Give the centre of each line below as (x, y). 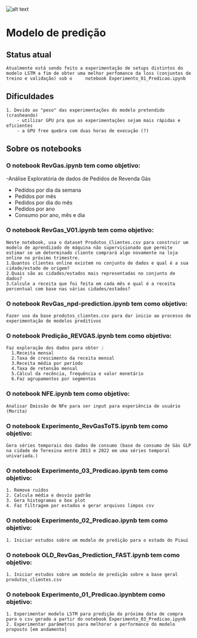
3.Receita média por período (47, 364)
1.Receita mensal (33, 353)
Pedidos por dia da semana (48, 190)
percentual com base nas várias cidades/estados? (68, 289)
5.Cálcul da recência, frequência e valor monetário (78, 374)
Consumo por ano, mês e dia (50, 215)
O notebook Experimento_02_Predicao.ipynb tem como (87, 521)
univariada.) (22, 456)
